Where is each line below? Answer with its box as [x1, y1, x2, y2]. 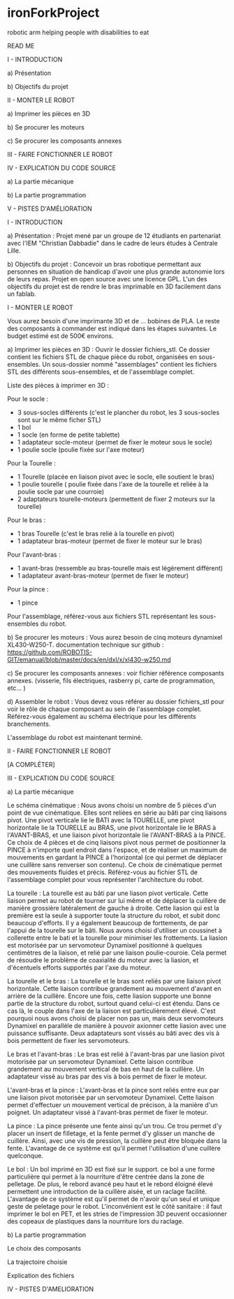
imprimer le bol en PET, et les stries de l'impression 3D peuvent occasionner [7, 1209, 227, 1218]
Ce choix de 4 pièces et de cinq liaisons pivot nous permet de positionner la [7, 838, 226, 846]
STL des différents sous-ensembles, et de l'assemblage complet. [7, 367, 195, 376]
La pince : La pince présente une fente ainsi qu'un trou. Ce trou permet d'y [7, 1121, 222, 1130]
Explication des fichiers [7, 1271, 75, 1279]
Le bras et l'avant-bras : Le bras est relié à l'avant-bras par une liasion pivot [7, 1050, 225, 1058]
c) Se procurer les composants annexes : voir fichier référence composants [7, 668, 225, 677]
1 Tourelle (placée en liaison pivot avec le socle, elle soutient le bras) [17, 472, 215, 481]
